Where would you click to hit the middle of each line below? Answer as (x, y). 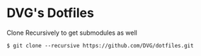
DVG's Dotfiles (51, 13)
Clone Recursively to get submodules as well (72, 33)
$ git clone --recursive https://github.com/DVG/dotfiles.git (100, 45)
